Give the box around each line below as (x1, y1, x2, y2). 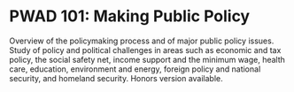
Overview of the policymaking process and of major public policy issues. (9, 35, 275, 46)
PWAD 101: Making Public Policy (9, 6, 251, 27)
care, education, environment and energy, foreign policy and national (9, 64, 261, 74)
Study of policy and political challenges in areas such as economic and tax (9, 44, 282, 55)
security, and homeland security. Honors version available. (9, 73, 223, 83)
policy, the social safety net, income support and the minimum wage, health (9, 54, 286, 65)
